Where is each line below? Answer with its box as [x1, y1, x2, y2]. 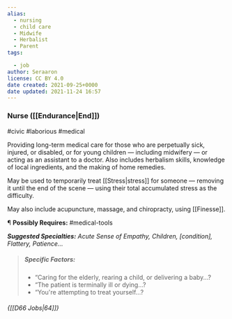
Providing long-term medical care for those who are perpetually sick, [7, 141, 206, 149]
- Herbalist [13, 36, 49, 43]
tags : [7, 50, 23, 57]
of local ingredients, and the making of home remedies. [7, 162, 166, 171]
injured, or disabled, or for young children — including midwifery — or [7, 148, 208, 156]
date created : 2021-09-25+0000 [7, 81, 98, 88]
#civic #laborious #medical [7, 127, 85, 135]
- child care [13, 23, 52, 30]
